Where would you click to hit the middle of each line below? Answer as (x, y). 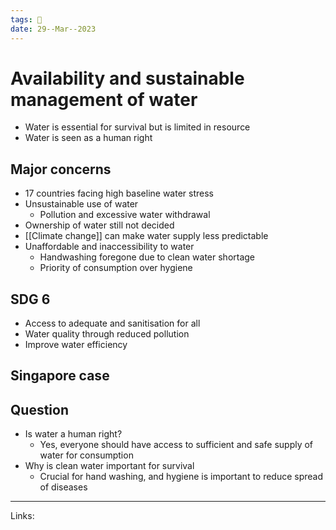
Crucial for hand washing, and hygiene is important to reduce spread (181, 477)
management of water (104, 99)
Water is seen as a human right (88, 138)
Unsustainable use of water (81, 204)
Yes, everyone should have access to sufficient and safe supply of (176, 445)
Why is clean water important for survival (109, 466)
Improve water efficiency (76, 345)
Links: (22, 516)
